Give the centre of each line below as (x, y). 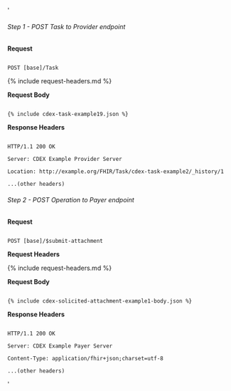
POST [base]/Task (33, 68)
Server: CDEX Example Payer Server (60, 346)
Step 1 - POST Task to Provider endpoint (66, 26)
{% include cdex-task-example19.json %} (68, 114)
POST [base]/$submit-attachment (55, 241)
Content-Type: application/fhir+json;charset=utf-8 (85, 359)
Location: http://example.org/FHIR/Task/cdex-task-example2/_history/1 (116, 172)
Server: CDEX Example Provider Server (65, 160)
